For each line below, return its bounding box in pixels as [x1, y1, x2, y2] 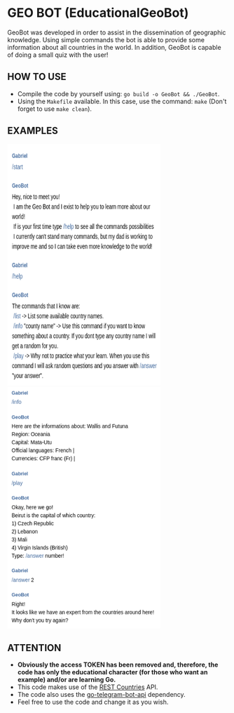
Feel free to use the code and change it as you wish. [17, 698, 169, 707]
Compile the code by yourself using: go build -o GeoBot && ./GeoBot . [17, 89, 220, 98]
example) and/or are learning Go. [17, 676, 116, 684]
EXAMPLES [7, 125, 58, 137]
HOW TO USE [7, 71, 67, 83]
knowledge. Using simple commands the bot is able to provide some [7, 35, 205, 44]
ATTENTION [7, 641, 62, 654]
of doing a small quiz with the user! [7, 51, 109, 59]
